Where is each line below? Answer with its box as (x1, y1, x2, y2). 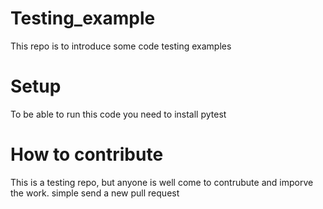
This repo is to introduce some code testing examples (10, 40, 232, 52)
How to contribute (10, 143, 164, 166)
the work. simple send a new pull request (10, 187, 180, 199)
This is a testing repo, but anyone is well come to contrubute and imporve (10, 176, 314, 188)
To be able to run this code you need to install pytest (10, 108, 227, 120)
